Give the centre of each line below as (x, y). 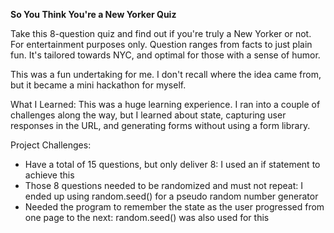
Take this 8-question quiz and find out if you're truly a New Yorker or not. (161, 33)
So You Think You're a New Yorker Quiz (93, 14)
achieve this (49, 175)
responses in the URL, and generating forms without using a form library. (160, 125)
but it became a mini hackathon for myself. (98, 85)
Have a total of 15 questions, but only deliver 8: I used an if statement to (172, 164)
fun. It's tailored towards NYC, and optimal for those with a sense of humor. (165, 55)
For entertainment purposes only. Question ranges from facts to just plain (161, 44)
